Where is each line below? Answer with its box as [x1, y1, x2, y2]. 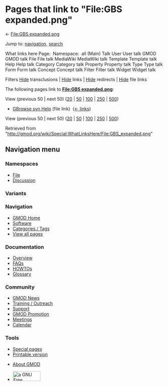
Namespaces [5, 160, 39, 168]
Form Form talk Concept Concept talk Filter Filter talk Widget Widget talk [5, 67, 156, 73]
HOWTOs [12, 266, 33, 272]
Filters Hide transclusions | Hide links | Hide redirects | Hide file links [5, 76, 147, 82]
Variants [5, 190, 27, 197]
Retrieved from [5, 125, 36, 131]
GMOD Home [12, 214, 40, 220]
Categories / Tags [12, 226, 50, 232]
